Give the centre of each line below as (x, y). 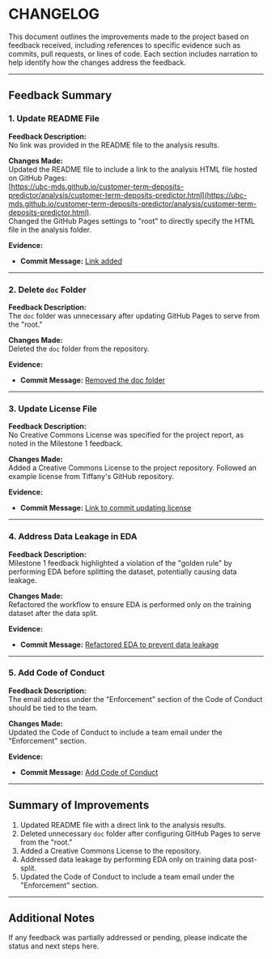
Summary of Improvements (79, 805)
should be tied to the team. (53, 708)
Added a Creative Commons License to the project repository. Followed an (133, 468)
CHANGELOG (54, 14)
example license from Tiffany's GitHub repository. (91, 477)
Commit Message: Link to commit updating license (106, 508)
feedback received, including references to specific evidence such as (125, 45)
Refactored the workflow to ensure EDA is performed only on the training (130, 604)
